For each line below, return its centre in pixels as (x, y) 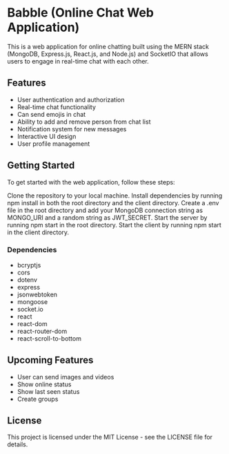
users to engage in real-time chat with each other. (78, 61)
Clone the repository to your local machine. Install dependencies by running (115, 196)
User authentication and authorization (71, 100)
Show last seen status (48, 391)
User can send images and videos (66, 377)
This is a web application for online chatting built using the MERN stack (108, 46)
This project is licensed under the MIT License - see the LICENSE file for (110, 437)
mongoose (32, 301)
